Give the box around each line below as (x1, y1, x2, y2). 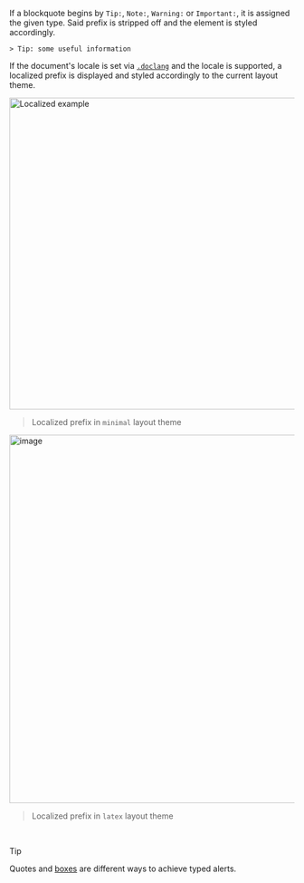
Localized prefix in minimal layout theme (31, 417, 182, 427)
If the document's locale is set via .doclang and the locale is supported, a (9, 61, 282, 71)
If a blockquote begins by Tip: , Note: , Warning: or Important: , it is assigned (9, 8, 290, 18)
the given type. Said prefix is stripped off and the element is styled (9, 17, 258, 28)
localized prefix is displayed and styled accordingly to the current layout (9, 70, 279, 81)
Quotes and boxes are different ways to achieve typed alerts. (9, 863, 237, 874)
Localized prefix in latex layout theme (31, 810, 174, 821)
